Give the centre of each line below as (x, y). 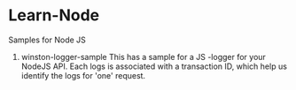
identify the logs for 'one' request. (83, 75)
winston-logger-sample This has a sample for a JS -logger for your (144, 56)
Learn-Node (54, 15)
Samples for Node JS (47, 40)
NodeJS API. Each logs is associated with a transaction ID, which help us (154, 66)
